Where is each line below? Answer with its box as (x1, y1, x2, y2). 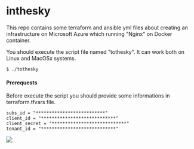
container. (6, 37, 31, 44)
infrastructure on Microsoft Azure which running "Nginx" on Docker (6, 30, 173, 37)
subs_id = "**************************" (6, 110, 109, 116)
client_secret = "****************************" (6, 121, 130, 127)
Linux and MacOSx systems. (6, 54, 76, 62)
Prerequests (6, 79, 38, 86)
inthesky (6, 4, 51, 18)
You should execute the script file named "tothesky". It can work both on (6, 48, 185, 55)
